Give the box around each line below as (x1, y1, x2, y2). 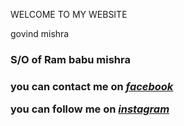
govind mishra (10, 28, 70, 39)
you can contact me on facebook (10, 79, 174, 93)
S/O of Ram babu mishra (10, 52, 131, 66)
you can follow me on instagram (10, 102, 170, 116)
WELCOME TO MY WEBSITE (10, 9, 128, 20)
